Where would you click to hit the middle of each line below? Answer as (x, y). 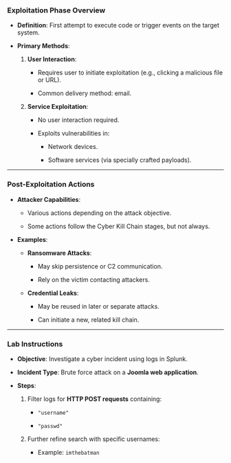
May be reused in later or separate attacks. (98, 306)
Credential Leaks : (53, 293)
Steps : (26, 385)
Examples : (32, 239)
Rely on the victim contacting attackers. (93, 279)
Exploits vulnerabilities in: (74, 134)
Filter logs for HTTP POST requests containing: (95, 399)
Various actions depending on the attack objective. (99, 213)
